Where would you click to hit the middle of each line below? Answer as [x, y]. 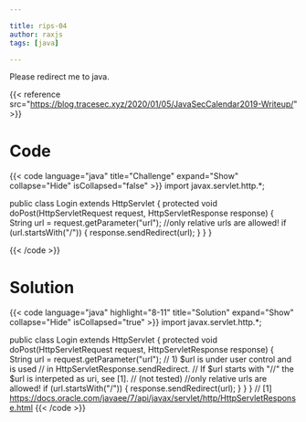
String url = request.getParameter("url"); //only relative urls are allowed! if [148, 223]
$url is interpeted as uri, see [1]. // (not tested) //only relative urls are [138, 379]
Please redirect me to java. [59, 77]
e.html [21, 408]
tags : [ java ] [34, 43]
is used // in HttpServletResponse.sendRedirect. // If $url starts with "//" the [152, 369]
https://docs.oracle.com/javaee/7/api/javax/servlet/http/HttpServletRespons [153, 398]
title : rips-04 [38, 26]
